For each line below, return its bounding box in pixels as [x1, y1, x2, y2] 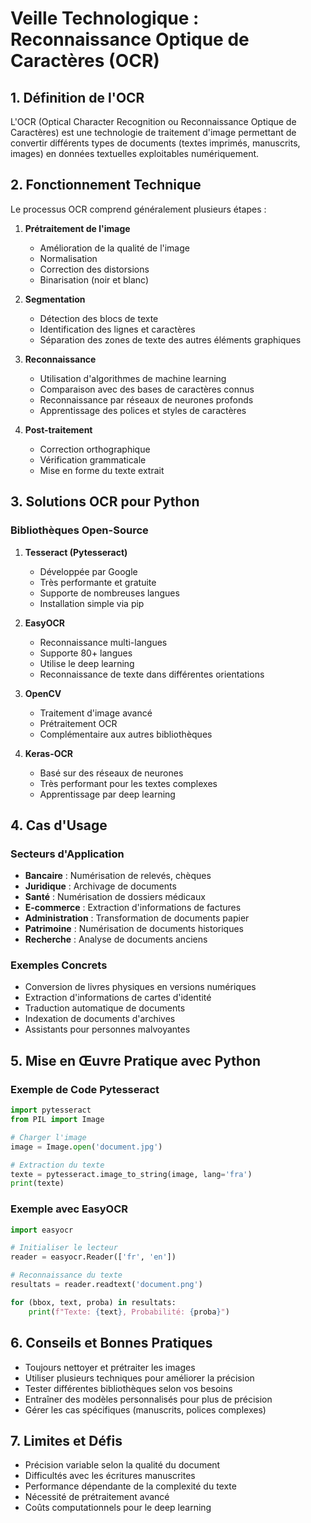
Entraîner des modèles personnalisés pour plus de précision [24, 1393, 273, 1405]
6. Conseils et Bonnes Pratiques [10, 1335, 213, 1352]
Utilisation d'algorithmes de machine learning [39, 372, 227, 384]
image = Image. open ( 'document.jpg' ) [10, 1142, 163, 1152]
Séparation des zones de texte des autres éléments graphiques [39, 333, 302, 346]
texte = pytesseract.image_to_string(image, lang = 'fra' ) [10, 1169, 253, 1179]
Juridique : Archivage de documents [24, 880, 177, 892]
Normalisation [39, 252, 98, 264]
